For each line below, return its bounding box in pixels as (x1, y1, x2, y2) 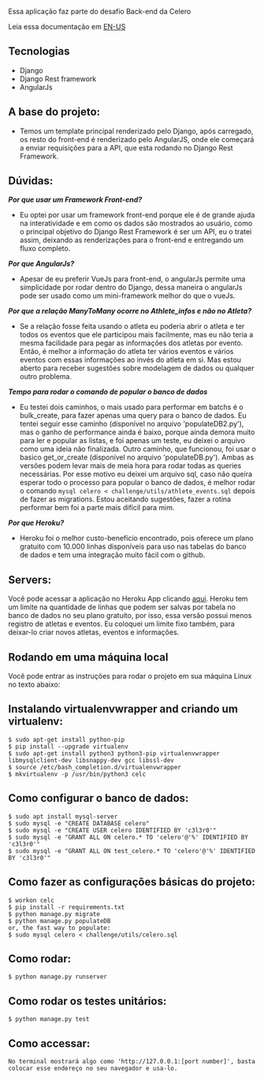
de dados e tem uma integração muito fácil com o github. (19, 550, 206, 560)
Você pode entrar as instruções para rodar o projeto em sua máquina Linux (8, 672, 252, 681)
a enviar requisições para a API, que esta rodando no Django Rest (19, 143, 234, 152)
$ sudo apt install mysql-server (8, 812, 118, 821)
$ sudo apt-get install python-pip (8, 736, 125, 743)
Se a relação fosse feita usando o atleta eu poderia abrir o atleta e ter (19, 322, 245, 331)
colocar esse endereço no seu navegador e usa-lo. (8, 1064, 178, 1072)
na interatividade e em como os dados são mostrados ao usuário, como (19, 218, 253, 228)
